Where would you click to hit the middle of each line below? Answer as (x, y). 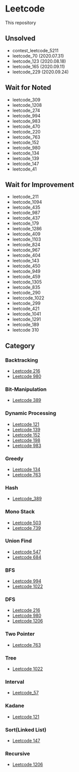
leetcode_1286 (27, 229)
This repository (21, 23)
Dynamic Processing (31, 413)
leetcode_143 (26, 261)
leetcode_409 (26, 234)
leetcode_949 (26, 271)
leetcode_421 (26, 308)
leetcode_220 (26, 131)
